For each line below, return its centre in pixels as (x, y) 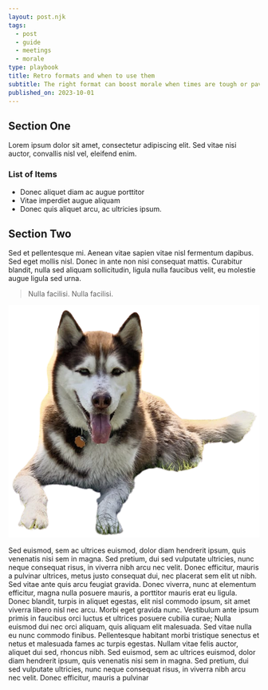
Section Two (40, 234)
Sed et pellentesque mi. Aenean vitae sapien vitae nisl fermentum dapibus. (131, 253)
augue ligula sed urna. (45, 279)
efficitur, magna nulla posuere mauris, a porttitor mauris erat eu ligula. (123, 593)
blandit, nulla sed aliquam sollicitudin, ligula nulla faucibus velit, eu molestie (132, 270)
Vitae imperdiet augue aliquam (70, 200)
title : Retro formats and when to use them (82, 76)
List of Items (33, 174)
